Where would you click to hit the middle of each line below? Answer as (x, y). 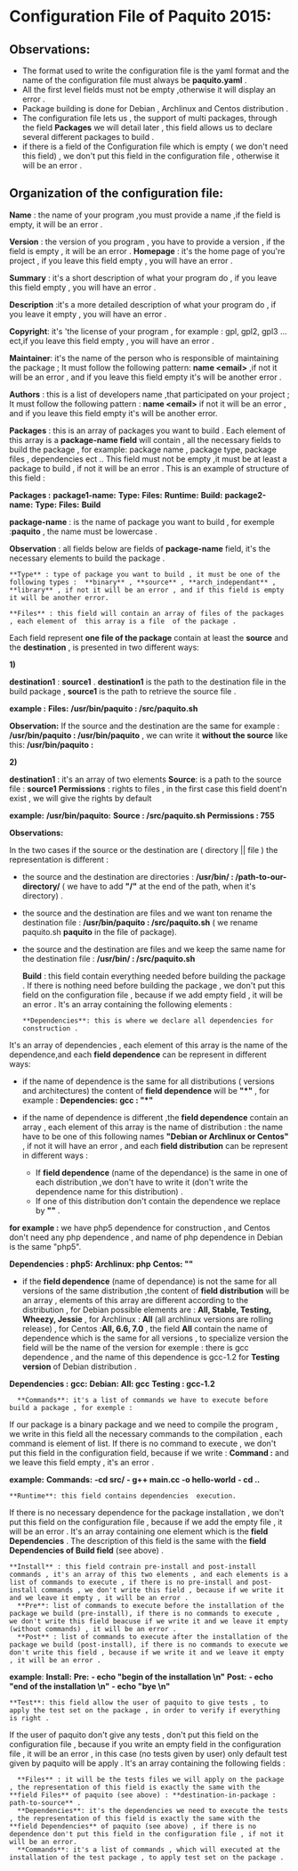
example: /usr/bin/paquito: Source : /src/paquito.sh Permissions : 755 (142, 815)
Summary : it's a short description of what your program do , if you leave (143, 277)
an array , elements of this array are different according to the (135, 1300)
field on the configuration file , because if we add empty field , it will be (152, 995)
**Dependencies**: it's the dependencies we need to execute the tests (153, 1810)
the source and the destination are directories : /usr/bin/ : (128, 876)
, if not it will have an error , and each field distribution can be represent (155, 1145)
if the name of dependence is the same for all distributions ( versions (148, 1081)
